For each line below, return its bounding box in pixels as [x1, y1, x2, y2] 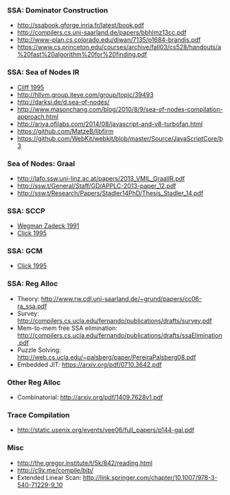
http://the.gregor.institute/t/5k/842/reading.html [16, 459, 153, 467]
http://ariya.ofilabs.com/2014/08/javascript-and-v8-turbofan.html [16, 120, 203, 128]
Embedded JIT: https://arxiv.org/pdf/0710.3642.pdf [16, 360, 163, 368]
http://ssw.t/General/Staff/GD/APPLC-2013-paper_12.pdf [16, 181, 176, 190]
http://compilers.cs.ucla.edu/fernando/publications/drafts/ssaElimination [16, 331, 223, 339]
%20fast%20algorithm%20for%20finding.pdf [16, 50, 148, 58]
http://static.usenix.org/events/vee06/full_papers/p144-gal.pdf [16, 426, 194, 434]
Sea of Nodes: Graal [7, 159, 76, 168]
